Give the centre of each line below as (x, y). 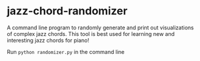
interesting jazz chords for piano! (48, 40)
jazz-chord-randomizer (67, 11)
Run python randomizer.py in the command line (66, 51)
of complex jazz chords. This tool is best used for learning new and (91, 33)
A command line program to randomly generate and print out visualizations (100, 28)
